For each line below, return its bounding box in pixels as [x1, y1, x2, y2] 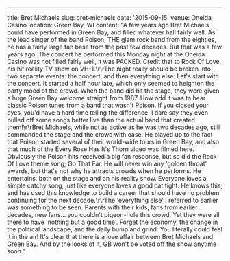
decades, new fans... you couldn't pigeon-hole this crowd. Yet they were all [7, 211, 220, 218]
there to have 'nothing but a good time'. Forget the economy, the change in [7, 218, 218, 226]
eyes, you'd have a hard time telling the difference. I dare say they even [7, 109, 209, 117]
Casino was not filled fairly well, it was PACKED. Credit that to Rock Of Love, [7, 58, 221, 65]
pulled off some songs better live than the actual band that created [7, 116, 195, 124]
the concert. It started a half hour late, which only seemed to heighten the [7, 80, 215, 87]
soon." [7, 247, 25, 255]
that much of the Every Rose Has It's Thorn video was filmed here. [7, 145, 195, 153]
